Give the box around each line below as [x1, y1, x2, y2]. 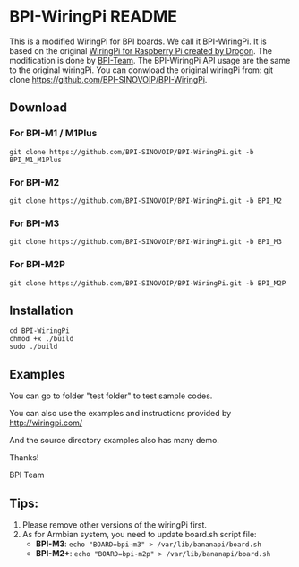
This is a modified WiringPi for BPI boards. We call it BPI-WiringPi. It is [9, 36, 267, 47]
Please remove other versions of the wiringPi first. [21, 519, 208, 530]
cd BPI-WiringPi [9, 327, 70, 336]
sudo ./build [9, 343, 58, 352]
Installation [9, 302, 73, 318]
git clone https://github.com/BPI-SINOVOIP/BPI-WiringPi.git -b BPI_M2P [9, 278, 286, 288]
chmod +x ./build [9, 335, 74, 344]
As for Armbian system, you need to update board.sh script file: [21, 528, 257, 539]
